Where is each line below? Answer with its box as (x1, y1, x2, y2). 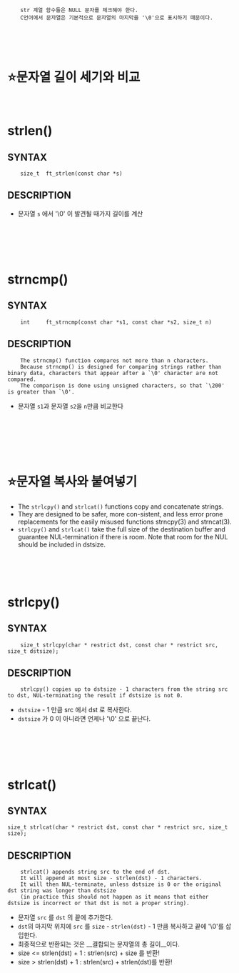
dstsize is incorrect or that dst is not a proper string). (7, 899, 190, 907)
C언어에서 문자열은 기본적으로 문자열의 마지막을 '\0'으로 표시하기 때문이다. (20, 14, 213, 21)
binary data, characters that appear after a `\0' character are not (7, 369, 219, 376)
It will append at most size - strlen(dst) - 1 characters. (20, 874, 203, 882)
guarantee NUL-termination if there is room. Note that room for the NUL (17, 532, 228, 541)
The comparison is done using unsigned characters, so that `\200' (20, 381, 225, 389)
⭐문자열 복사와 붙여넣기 (7, 474, 138, 489)
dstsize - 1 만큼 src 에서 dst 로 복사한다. (17, 706, 132, 714)
